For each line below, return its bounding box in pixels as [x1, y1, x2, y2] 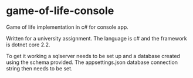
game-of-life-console [6, 4, 114, 18]
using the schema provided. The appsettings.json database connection [6, 59, 178, 66]
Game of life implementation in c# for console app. [6, 23, 129, 30]
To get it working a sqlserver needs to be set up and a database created [6, 52, 181, 59]
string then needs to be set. [6, 65, 73, 72]
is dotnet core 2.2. [6, 41, 50, 48]
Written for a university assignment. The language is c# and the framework [6, 35, 187, 42]
